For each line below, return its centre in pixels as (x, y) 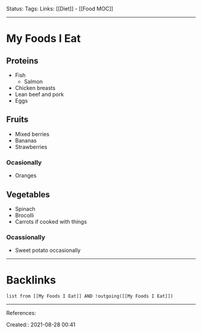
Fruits (17, 120)
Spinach (25, 209)
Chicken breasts (35, 88)
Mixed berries (32, 134)
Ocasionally (24, 162)
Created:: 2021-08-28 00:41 (41, 325)
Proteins (23, 60)
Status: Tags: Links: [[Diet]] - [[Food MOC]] (60, 9)
